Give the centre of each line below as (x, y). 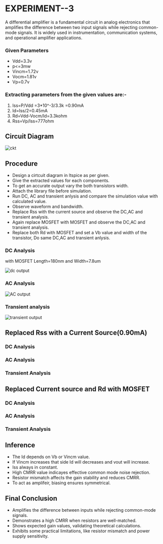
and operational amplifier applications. (44, 38)
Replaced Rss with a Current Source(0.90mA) (76, 333)
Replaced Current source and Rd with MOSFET (78, 389)
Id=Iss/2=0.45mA (30, 110)
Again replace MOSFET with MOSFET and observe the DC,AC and (79, 222)
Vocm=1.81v (24, 77)
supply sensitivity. (30, 536)
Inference (20, 445)
